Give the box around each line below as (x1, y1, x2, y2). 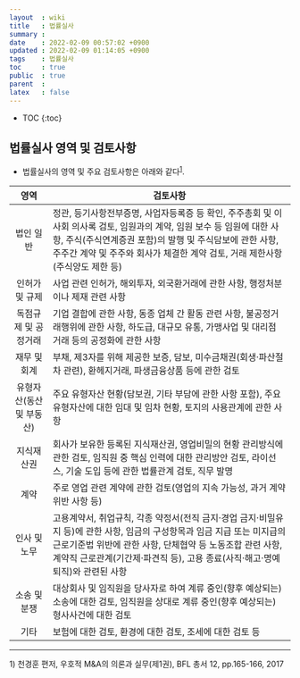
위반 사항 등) (52, 495, 103, 507)
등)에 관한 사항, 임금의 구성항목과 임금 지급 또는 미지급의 (62, 524, 286, 537)
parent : (9, 80, 46, 88)
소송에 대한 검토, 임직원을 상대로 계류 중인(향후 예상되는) (52, 595, 277, 607)
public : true (9, 71, 66, 80)
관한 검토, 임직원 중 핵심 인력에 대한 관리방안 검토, (52, 451, 250, 464)
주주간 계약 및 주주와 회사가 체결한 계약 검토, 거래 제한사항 (52, 247, 283, 259)
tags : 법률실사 (9, 54, 74, 63)
